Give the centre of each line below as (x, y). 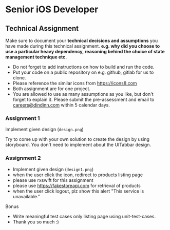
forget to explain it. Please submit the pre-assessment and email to (83, 99)
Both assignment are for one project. (52, 89)
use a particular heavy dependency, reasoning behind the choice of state (85, 51)
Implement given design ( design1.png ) (53, 169)
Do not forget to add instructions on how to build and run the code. (83, 67)
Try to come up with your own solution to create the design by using (78, 139)
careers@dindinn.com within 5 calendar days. (61, 105)
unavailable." (26, 196)
